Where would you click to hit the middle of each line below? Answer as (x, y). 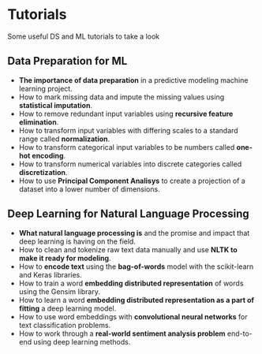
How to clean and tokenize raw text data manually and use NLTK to (128, 249)
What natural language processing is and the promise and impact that (134, 233)
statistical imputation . (55, 105)
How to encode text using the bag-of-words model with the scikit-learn (136, 266)
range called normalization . (64, 139)
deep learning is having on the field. (77, 241)
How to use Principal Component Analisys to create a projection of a (132, 181)
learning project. (45, 88)
